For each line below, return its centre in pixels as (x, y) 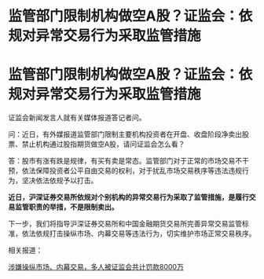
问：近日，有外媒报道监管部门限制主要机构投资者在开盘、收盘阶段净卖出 (125, 134)
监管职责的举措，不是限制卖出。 (66, 207)
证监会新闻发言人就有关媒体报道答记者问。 (77, 118)
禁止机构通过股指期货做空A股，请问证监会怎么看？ (103, 144)
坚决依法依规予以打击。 (60, 181)
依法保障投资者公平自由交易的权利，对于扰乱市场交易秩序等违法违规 (132, 171)
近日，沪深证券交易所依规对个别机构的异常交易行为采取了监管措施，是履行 (128, 197)
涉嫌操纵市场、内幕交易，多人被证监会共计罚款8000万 (96, 267)
